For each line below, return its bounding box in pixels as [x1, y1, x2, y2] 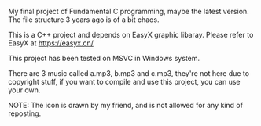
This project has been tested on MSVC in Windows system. [8, 54, 200, 63]
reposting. [8, 109, 42, 118]
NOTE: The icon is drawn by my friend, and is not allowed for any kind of [8, 101, 244, 110]
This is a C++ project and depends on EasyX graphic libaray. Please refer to [8, 31, 254, 39]
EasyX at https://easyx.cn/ [8, 38, 94, 48]
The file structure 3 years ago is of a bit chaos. [8, 15, 160, 24]
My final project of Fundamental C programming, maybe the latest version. [8, 7, 249, 16]
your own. [8, 85, 41, 95]
